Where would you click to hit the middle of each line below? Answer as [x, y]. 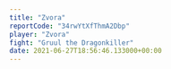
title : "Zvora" [38, 17]
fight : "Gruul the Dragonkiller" [72, 43]
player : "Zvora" [39, 34]
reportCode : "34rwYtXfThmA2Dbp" [69, 26]
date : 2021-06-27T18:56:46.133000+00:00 [86, 51]
